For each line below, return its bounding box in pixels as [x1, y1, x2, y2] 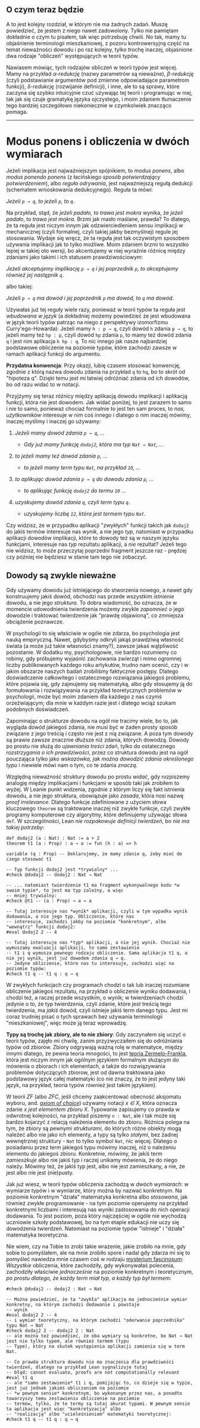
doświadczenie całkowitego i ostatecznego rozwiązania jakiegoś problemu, [6, 673, 191, 681]
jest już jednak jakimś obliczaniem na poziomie [6, 1385, 129, 1391]
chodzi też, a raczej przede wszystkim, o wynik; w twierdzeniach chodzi [6, 994, 183, 1001]
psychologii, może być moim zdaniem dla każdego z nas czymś [6, 693, 162, 700]
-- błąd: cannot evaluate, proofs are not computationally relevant [6, 1369, 180, 1376]
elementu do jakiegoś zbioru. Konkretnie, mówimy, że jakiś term [6, 1150, 162, 1157]
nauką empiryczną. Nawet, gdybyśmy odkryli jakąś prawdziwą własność [6, 636, 184, 643]
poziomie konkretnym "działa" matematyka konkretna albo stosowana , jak [6, 1193, 188, 1200]
